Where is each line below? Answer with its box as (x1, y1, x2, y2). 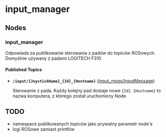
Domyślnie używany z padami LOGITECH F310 (5, 55, 102, 61)
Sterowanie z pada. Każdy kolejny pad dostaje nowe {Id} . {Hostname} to (12, 88, 161, 94)
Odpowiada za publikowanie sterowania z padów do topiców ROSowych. (5, 50, 156, 56)
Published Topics (5, 67, 42, 73)
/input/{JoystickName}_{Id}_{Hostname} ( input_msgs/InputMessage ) (12, 78, 155, 84)
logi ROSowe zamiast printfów (12, 126, 75, 132)
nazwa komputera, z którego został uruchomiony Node (12, 93, 126, 99)
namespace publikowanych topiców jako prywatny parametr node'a (12, 120, 153, 126)
